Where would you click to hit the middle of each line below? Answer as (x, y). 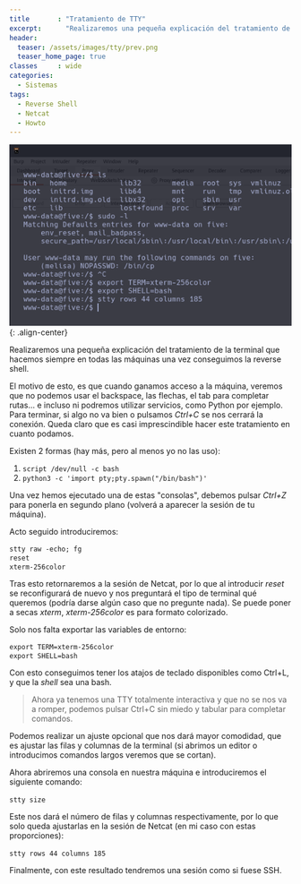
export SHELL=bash (43, 657)
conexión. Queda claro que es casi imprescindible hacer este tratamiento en (150, 425)
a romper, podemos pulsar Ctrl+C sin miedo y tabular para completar (159, 709)
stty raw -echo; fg (46, 549)
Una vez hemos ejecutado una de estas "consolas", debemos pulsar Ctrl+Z (148, 495)
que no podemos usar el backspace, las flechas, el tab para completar (139, 396)
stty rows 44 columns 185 (57, 854)
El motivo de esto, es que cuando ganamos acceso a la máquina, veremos (146, 386)
